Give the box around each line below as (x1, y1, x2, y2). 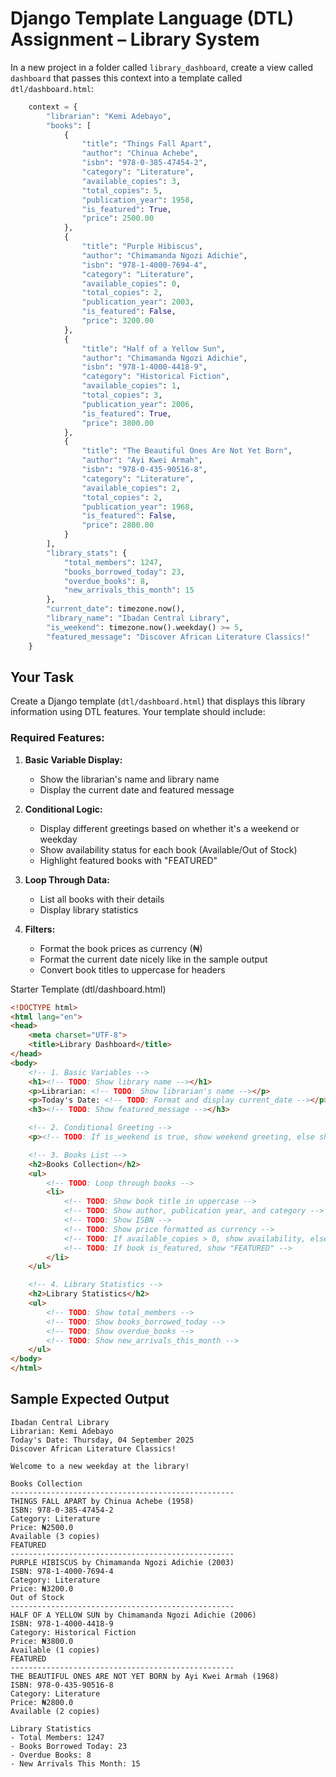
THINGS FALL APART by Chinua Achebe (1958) (10, 1496, 195, 1506)
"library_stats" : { (46, 548, 128, 558)
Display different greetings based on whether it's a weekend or (39, 822, 300, 834)
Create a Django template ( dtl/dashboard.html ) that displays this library (10, 695, 306, 707)
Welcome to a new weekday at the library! (10, 1461, 190, 1471)
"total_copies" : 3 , (81, 390, 163, 401)
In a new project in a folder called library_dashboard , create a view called (10, 61, 314, 73)
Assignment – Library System (10, 28, 260, 51)
